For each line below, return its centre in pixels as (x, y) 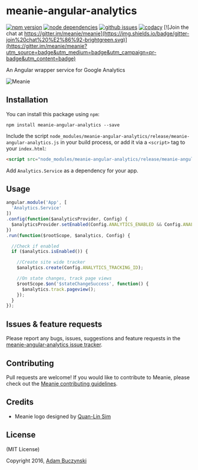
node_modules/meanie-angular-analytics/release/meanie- (120, 136)
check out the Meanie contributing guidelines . (62, 383)
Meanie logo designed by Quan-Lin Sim (62, 416)
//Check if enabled (35, 246)
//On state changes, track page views (64, 278)
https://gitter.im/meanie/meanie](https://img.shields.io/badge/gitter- (107, 33)
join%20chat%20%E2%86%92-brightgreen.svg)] (67, 40)
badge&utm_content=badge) (41, 58)
